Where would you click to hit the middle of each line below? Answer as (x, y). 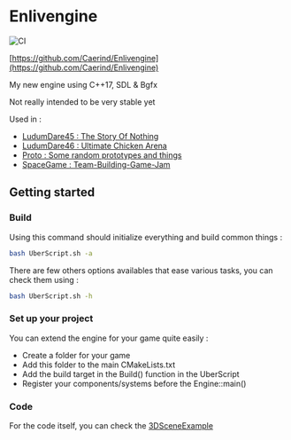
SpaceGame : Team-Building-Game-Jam (96, 164)
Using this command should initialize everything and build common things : (146, 237)
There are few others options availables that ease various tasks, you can (141, 270)
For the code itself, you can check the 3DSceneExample (111, 425)
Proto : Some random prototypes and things (102, 155)
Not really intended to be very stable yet (82, 102)
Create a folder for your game (76, 355)
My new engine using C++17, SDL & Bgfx (83, 84)
